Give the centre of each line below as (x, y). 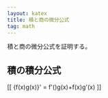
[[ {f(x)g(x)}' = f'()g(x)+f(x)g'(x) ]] (54, 87)
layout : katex (27, 13)
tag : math (21, 26)
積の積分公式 (34, 70)
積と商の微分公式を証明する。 (49, 47)
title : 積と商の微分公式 (38, 20)
